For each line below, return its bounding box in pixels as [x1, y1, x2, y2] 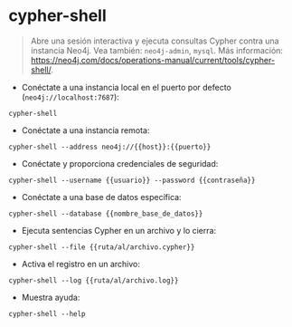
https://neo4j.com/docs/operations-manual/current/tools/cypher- [30, 54, 276, 65]
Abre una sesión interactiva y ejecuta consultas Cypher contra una [30, 35, 279, 46]
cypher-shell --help [8, 309, 87, 318]
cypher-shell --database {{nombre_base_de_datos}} [8, 209, 203, 218]
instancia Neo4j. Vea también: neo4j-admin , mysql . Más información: [30, 44, 284, 55]
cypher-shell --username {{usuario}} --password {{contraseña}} [8, 176, 256, 185]
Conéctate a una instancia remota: [21, 124, 150, 136]
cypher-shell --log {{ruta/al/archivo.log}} [8, 275, 179, 285]
